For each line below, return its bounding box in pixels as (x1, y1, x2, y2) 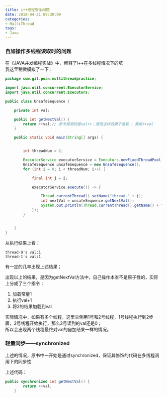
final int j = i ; (31, 175, 68, 181)
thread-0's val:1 (5, 250, 41, 255)
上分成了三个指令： (5, 280, 45, 286)
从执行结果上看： (5, 240, 40, 246)
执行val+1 (12, 297, 32, 303)
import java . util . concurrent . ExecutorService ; (5, 85, 103, 90)
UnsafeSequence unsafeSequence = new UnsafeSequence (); (23, 162, 141, 167)
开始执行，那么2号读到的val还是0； (29, 320, 102, 326)
